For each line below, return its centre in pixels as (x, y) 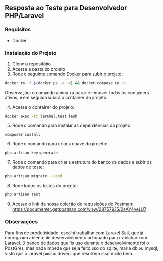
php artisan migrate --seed (34, 176)
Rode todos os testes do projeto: (45, 186)
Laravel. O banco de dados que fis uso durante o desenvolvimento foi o (77, 243)
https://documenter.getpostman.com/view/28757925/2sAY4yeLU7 (79, 209)
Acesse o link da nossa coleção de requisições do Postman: (73, 204)
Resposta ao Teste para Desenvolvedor (66, 8)
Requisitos (18, 30)
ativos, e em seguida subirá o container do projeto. (56, 97)
